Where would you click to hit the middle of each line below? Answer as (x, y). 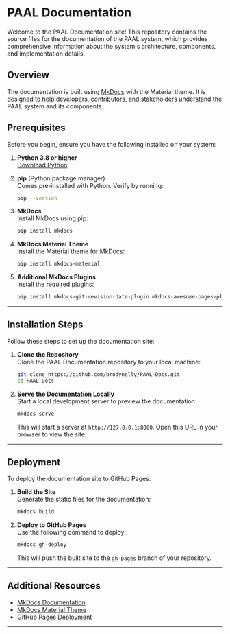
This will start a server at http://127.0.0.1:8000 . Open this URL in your (117, 427)
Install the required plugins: (55, 284)
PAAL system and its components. (55, 106)
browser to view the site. (52, 434)
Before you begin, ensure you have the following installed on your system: (112, 144)
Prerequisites (36, 128)
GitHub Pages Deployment (54, 617)
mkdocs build (36, 512)
